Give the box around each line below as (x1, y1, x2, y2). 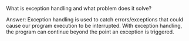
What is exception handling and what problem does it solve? (6, 5, 151, 12)
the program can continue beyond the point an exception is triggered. (6, 28, 174, 35)
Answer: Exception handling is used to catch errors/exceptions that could (6, 16, 184, 23)
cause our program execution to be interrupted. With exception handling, (6, 23, 183, 29)
